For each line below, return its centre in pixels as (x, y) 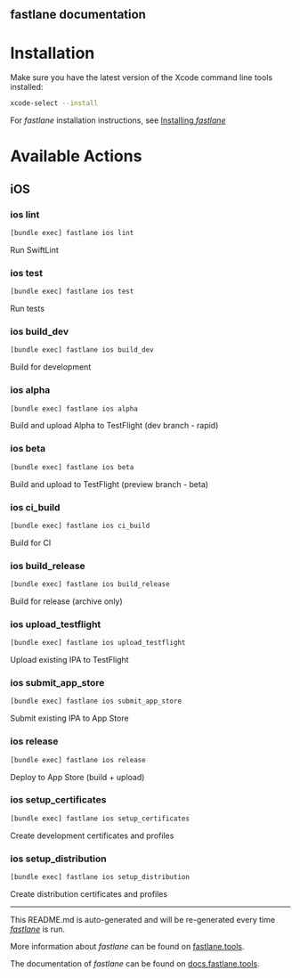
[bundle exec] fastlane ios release (78, 760)
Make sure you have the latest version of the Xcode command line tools (142, 77)
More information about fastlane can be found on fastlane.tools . (127, 946)
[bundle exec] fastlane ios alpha (74, 409)
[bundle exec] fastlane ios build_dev (82, 350)
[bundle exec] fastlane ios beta (72, 467)
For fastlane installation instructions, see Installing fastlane (118, 120)
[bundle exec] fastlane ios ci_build (80, 526)
